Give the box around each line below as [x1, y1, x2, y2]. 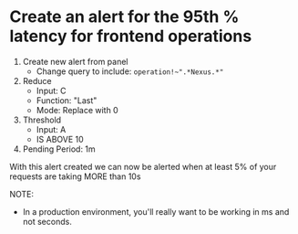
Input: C [36, 85, 67, 96]
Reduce [22, 75, 52, 86]
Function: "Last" [36, 94, 98, 106]
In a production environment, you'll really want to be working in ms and [22, 206, 290, 217]
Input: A [36, 123, 67, 134]
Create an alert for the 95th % [9, 6, 240, 27]
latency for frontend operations [9, 26, 252, 47]
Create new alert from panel [22, 56, 128, 67]
